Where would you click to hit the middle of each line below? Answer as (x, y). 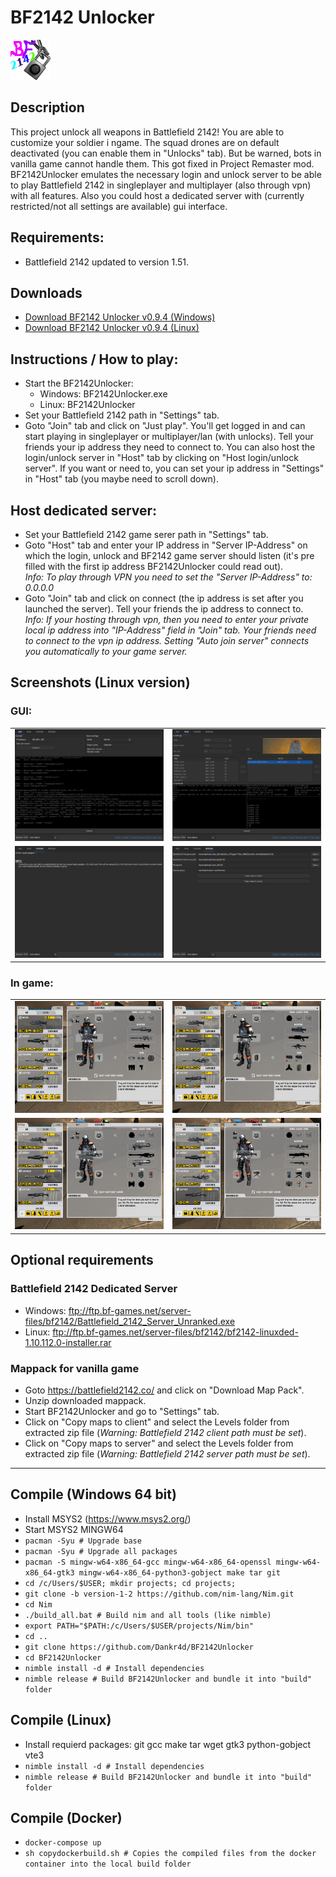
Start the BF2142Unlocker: (79, 383)
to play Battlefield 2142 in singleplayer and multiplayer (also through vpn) (161, 185)
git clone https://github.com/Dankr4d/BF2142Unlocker (139, 1647)
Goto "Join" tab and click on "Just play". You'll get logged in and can (165, 426)
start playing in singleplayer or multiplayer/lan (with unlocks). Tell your (169, 437)
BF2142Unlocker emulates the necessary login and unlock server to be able (166, 174)
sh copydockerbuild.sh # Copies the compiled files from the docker (170, 1854)
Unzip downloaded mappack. (85, 1400)
